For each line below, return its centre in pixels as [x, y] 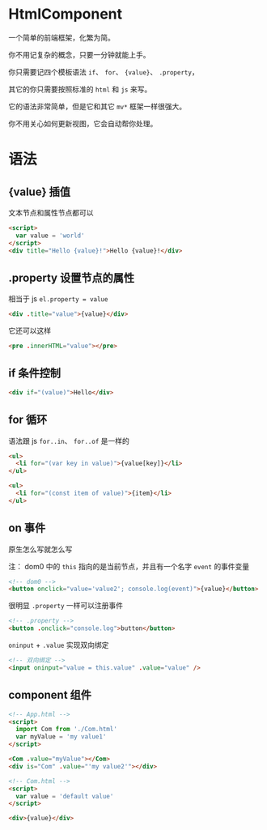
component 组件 [50, 695]
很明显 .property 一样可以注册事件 [66, 606]
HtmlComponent [66, 14]
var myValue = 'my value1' [61, 737]
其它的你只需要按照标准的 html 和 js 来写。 [80, 89]
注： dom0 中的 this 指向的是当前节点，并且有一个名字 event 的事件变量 [129, 566]
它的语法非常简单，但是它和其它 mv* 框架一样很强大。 [97, 106]
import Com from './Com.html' [66, 730]
